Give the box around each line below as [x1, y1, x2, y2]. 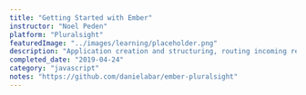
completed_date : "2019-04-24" [9, 55, 125, 64]
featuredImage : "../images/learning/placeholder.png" [9, 38, 219, 48]
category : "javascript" [9, 64, 100, 73]
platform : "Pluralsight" [9, 30, 104, 39]
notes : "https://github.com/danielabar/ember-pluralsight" [9, 72, 239, 81]
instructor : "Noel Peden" [9, 22, 107, 31]
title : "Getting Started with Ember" [9, 13, 153, 23]
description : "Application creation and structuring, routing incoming [9, 47, 287, 56]
